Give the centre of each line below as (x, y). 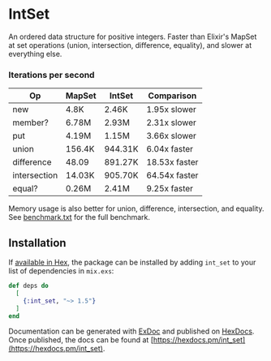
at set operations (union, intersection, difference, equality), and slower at (130, 45)
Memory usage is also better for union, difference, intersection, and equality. (137, 208)
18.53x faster (172, 162)
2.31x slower (171, 122)
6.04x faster (169, 149)
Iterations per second (52, 75)
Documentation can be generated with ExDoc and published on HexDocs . (131, 331)
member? (30, 122)
